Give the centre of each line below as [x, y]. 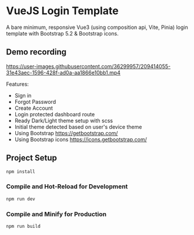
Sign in [23, 95]
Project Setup [32, 158]
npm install [21, 172]
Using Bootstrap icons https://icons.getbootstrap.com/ [81, 139]
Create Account [34, 108]
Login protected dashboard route [55, 114]
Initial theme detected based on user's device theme [78, 127]
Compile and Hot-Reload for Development [67, 187]
